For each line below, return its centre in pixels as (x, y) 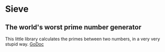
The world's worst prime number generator (73, 27)
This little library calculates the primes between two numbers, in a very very (82, 39)
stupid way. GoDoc (25, 44)
